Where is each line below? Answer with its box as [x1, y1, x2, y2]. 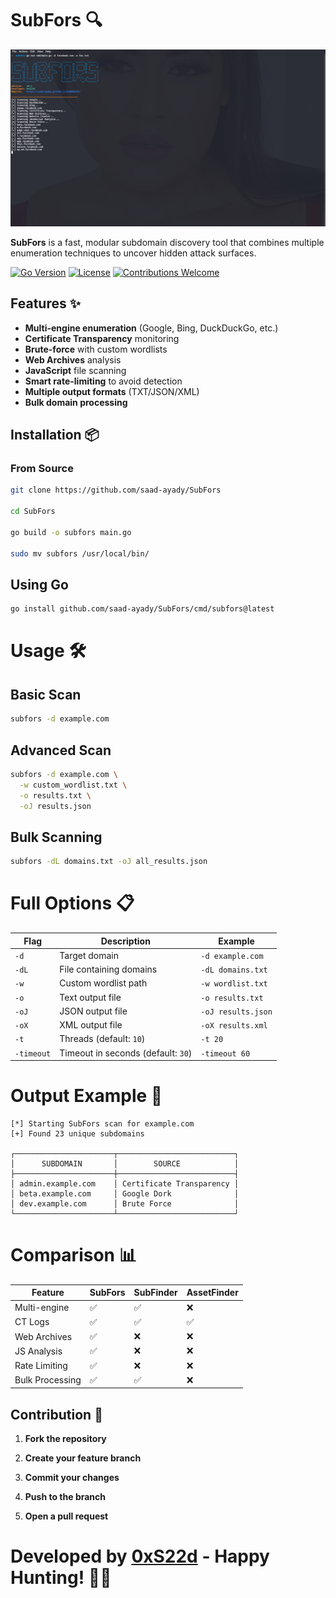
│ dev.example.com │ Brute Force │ [10, 1199, 240, 1209]
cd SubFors [10, 507, 56, 517]
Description [100, 935, 151, 947]
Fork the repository [24, 1433, 107, 1445]
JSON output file [59, 1005, 128, 1017]
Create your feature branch [24, 1452, 142, 1464]
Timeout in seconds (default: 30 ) [59, 1047, 193, 1059]
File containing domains [59, 963, 158, 976]
